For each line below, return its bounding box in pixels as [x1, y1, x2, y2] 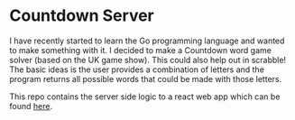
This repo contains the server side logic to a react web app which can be [9, 91, 281, 102]
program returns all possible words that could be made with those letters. [9, 73, 282, 84]
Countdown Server [9, 5, 155, 26]
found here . [9, 100, 52, 111]
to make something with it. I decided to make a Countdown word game [9, 44, 272, 55]
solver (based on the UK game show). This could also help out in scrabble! [9, 54, 287, 65]
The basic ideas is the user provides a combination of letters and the [9, 64, 264, 75]
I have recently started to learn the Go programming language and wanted [9, 35, 285, 46]
